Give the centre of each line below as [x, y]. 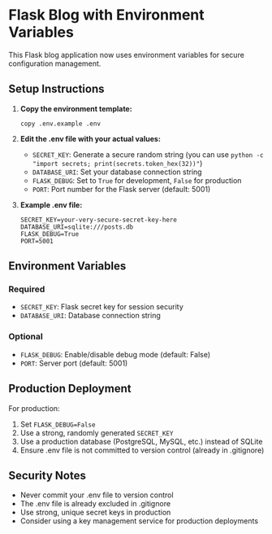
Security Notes [47, 475]
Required [27, 289]
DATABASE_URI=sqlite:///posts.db [77, 227]
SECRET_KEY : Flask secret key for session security [102, 307]
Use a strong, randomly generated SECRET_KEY [97, 432]
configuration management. [55, 63]
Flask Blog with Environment [106, 15]
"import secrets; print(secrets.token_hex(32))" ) [117, 163]
